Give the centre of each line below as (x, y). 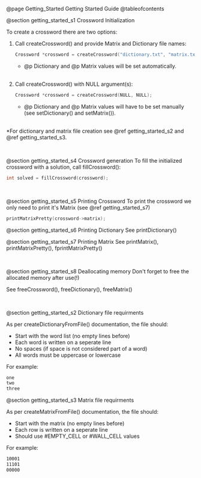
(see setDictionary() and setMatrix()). (70, 113)
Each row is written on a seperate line (61, 430)
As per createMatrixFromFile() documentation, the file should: (82, 412)
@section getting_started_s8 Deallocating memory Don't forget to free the (97, 271)
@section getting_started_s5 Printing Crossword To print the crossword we (99, 201)
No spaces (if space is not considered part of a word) (81, 348)
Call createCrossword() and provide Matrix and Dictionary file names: (100, 44)
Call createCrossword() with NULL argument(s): (74, 84)
